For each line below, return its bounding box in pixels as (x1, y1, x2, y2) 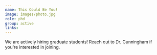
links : (5, 26, 19, 30)
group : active (5, 21, 34, 26)
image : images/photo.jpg (5, 12, 56, 17)
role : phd (5, 16, 25, 21)
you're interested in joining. (5, 44, 60, 50)
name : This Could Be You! (5, 7, 58, 12)
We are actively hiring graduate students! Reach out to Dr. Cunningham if (5, 39, 153, 45)
